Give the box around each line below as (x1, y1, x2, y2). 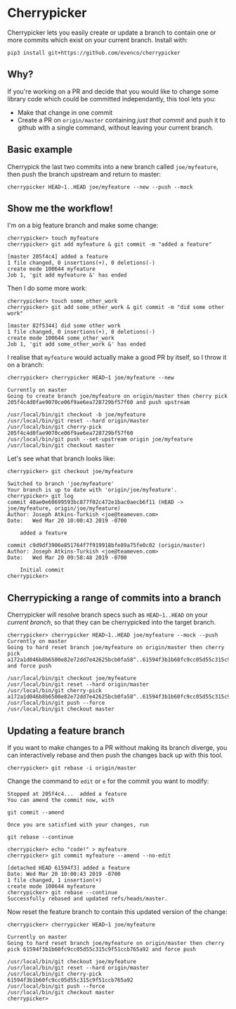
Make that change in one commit (17, 108, 113, 117)
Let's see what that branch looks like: (7, 454, 115, 463)
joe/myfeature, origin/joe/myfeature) (7, 505, 121, 512)
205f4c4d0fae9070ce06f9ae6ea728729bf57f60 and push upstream (7, 399, 190, 406)
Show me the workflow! (7, 202, 114, 214)
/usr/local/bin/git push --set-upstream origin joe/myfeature (7, 436, 193, 443)
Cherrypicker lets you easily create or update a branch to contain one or (7, 28, 216, 37)
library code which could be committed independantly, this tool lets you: (7, 94, 216, 103)
